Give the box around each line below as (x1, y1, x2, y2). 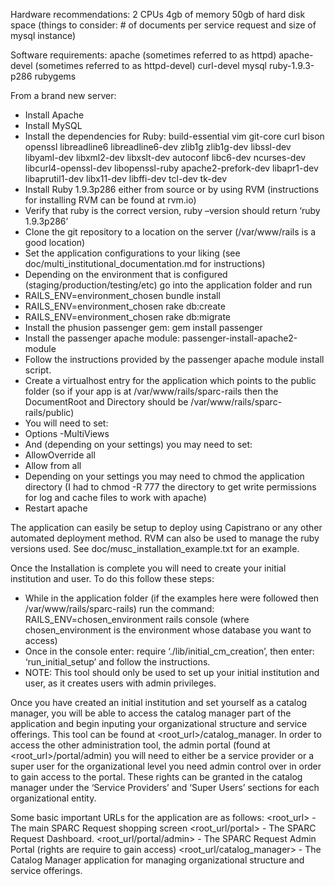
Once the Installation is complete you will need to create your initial (10, 562, 287, 574)
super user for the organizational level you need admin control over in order (10, 760, 322, 772)
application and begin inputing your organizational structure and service (10, 718, 308, 729)
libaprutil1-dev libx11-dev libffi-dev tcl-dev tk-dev (24, 173, 228, 184)
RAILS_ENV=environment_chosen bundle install (24, 290, 221, 301)
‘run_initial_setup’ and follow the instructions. (24, 656, 211, 668)
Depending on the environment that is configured (24, 269, 228, 280)
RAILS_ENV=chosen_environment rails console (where (24, 614, 250, 625)
